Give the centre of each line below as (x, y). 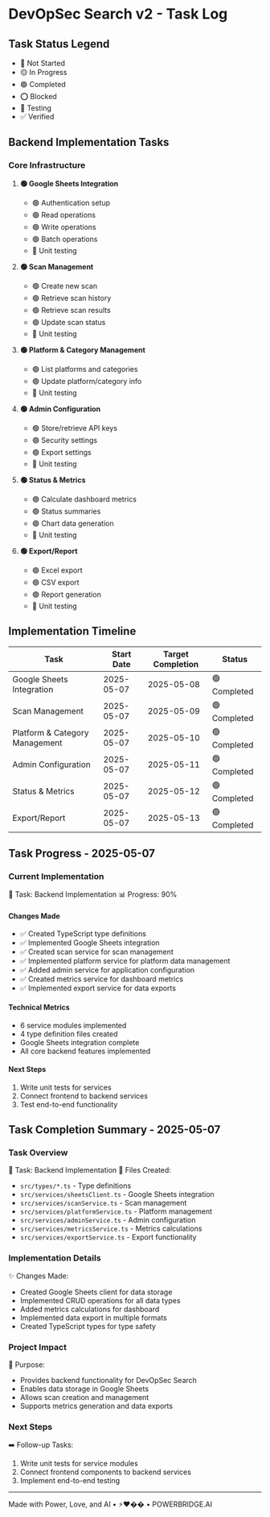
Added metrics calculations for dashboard (90, 1309)
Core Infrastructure (47, 165)
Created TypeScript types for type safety (88, 1326)
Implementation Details (55, 1258)
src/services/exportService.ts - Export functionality (108, 1237)
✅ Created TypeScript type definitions (83, 934)
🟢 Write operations (64, 227)
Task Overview (38, 1152)
